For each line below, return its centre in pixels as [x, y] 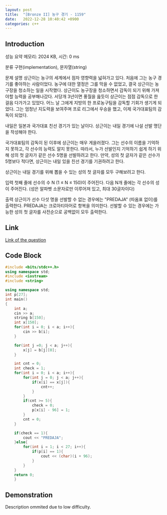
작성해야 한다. [24, 132]
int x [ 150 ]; [26, 322]
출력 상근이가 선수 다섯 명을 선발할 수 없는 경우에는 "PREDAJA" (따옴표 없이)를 [82, 200]
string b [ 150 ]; [30, 318]
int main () [16, 299]
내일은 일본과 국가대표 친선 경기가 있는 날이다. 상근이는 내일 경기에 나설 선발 [79, 126]
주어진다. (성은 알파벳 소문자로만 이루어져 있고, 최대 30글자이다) [73, 189]
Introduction [25, 44]
